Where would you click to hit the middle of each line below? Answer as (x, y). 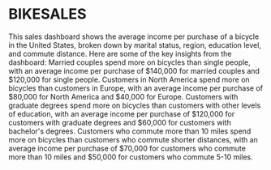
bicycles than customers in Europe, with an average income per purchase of (136, 88)
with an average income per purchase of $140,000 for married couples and (134, 70)
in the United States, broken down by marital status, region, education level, (135, 45)
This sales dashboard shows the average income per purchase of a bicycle (134, 36)
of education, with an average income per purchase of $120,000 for (122, 113)
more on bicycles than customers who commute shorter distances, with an (133, 139)
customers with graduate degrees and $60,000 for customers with (120, 122)
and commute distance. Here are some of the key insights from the (120, 53)
